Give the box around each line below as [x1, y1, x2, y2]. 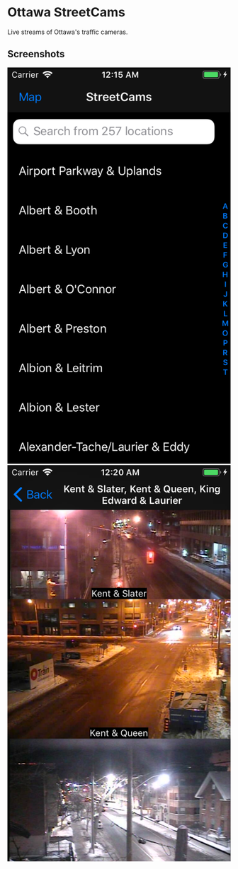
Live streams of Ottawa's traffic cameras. [7, 28, 128, 36]
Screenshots [7, 48, 65, 60]
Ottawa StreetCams [7, 4, 125, 21]
